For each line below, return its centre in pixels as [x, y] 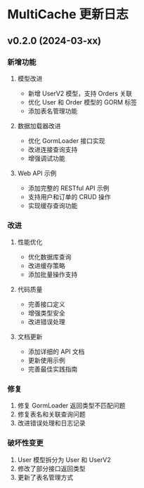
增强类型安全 [46, 313]
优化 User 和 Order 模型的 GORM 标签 [83, 102]
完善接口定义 [46, 304]
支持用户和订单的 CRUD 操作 [69, 196]
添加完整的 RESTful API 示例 [68, 188]
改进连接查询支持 [53, 149]
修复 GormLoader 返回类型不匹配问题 [71, 406]
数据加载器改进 [39, 126]
